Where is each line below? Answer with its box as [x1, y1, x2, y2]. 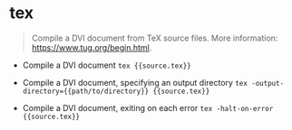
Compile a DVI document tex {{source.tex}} [22, 60, 192, 70]
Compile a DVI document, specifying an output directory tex [22, 77, 248, 88]
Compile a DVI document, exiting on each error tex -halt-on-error [22, 102, 274, 113]
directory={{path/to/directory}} [22, 87, 150, 96]
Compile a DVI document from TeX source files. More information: [31, 32, 278, 43]
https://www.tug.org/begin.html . [31, 42, 152, 52]
